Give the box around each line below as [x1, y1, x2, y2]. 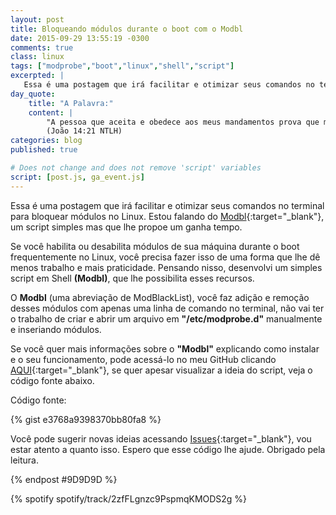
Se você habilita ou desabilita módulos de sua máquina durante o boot [10, 240, 300, 252]
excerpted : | [10, 71, 65, 81]
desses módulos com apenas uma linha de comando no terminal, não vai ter [10, 302, 325, 314]
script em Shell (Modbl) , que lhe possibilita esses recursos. [10, 272, 255, 284]
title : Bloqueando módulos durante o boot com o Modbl [10, 24, 244, 34]
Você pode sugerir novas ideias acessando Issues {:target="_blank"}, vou [10, 432, 312, 445]
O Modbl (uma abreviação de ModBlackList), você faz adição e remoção [10, 291, 310, 303]
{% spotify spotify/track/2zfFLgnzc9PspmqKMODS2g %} [10, 492, 248, 505]
